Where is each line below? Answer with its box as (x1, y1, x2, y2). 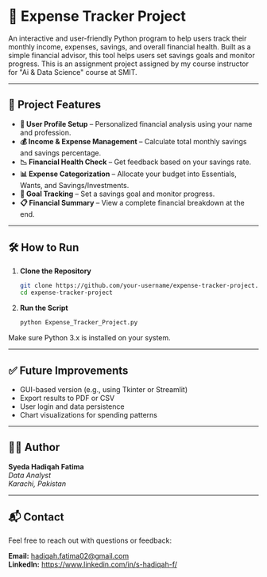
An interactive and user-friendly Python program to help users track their (8, 33, 247, 43)
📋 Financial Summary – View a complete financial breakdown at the (19, 198, 245, 207)
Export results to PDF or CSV (19, 394, 115, 402)
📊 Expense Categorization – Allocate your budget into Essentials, (19, 169, 237, 179)
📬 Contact (8, 510, 64, 524)
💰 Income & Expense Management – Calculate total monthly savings (19, 136, 248, 146)
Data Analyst (8, 470, 52, 480)
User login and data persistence (19, 402, 125, 411)
